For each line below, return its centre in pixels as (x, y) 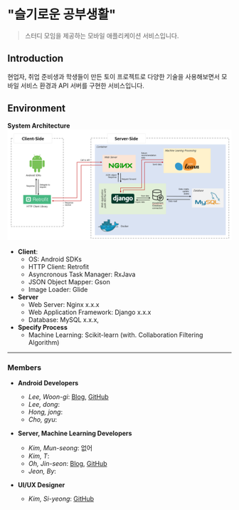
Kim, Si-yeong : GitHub (61, 499)
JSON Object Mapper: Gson (69, 281)
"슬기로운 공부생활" (62, 15)
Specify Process (42, 327)
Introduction (36, 59)
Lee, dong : (44, 404)
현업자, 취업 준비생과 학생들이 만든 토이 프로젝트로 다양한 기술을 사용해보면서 (114, 76)
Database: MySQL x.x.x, (64, 319)
